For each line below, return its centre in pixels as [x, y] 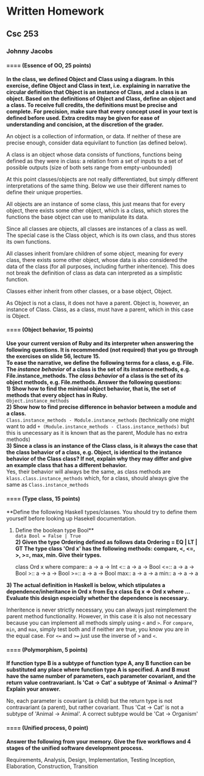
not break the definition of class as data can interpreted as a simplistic [94, 273]
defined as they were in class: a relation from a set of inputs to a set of [95, 161]
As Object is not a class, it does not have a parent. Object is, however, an [98, 303]
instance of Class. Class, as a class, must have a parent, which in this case [100, 309]
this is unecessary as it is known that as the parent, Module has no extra [97, 432]
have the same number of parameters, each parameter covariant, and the [101, 676]
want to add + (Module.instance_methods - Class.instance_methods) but [98, 426]
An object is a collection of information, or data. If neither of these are [94, 136]
